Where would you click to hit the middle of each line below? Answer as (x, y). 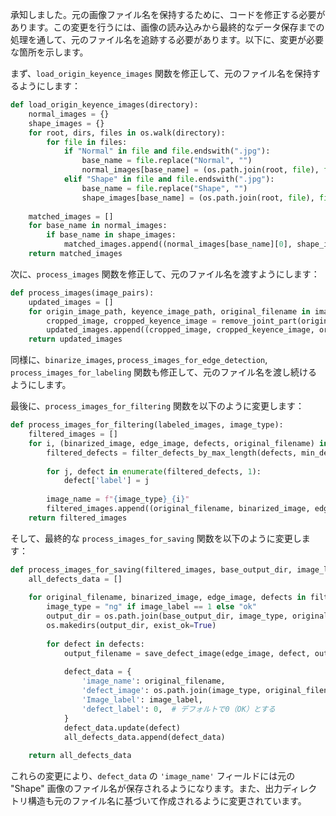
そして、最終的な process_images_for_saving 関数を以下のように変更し (156, 538)
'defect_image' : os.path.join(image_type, (171, 691)
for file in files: (87, 142)
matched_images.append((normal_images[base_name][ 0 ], (178, 244)
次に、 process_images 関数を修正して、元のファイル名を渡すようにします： (165, 274)
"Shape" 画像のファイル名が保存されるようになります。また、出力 (146, 789)
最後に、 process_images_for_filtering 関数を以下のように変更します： (157, 406)
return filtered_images (78, 518)
